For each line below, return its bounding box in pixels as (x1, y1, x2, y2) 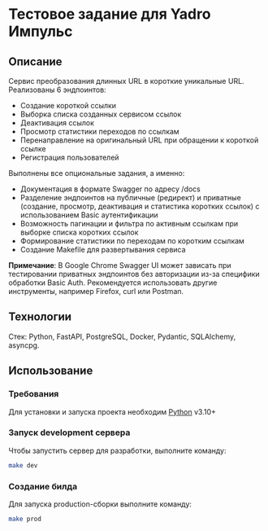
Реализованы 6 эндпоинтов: (8, 85, 107, 94)
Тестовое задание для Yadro (8, 5, 211, 24)
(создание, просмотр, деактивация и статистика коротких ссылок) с (19, 201, 260, 211)
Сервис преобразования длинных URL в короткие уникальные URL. (8, 77, 245, 86)
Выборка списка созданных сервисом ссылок (19, 109, 182, 119)
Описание (8, 55, 63, 68)
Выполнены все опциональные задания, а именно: (8, 169, 185, 178)
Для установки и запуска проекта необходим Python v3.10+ (8, 406, 217, 416)
